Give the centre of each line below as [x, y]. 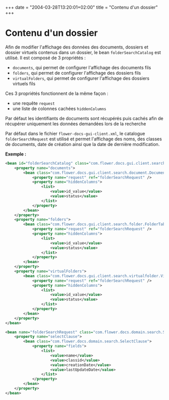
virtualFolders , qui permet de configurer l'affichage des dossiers [81, 78]
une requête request [34, 103]
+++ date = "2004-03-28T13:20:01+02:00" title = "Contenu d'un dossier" [81, 7]
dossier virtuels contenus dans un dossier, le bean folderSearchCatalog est [83, 52]
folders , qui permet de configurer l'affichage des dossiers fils [77, 73]
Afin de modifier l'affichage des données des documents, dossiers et [77, 47]
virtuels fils [24, 83]
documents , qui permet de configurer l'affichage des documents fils [82, 67]
